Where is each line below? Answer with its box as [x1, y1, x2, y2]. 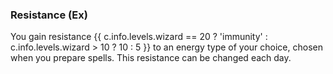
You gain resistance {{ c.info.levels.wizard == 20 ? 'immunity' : [10, 31, 268, 43]
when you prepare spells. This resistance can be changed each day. [10, 52, 292, 64]
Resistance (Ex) [10, 8, 88, 22]
